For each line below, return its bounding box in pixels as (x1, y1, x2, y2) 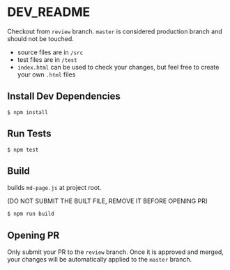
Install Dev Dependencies (7, 90, 121, 102)
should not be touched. (7, 34, 75, 42)
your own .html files (17, 70, 76, 79)
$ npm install (7, 109, 49, 116)
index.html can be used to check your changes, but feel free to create (17, 63, 220, 71)
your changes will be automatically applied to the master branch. (7, 255, 192, 264)
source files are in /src (17, 48, 84, 56)
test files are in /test (17, 55, 78, 63)
